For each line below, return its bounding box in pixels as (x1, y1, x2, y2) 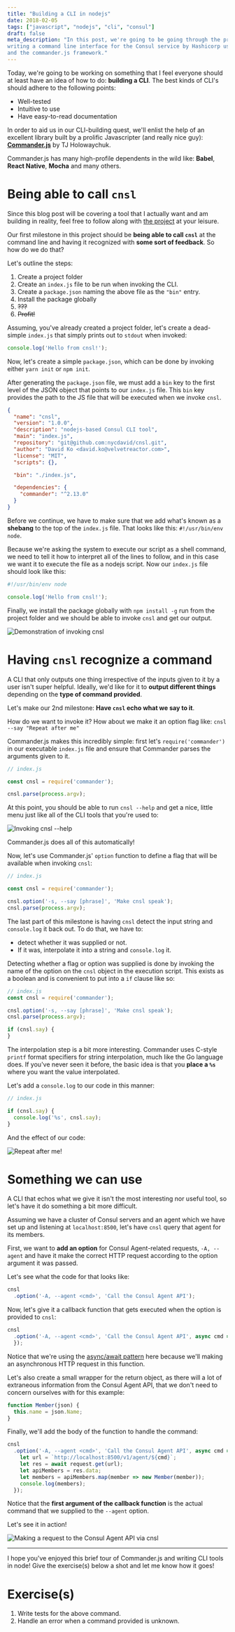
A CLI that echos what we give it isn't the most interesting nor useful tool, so (7, 1194, 227, 1203)
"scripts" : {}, (13, 459, 58, 466)
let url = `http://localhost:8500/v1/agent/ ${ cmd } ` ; (20, 1454, 177, 1462)
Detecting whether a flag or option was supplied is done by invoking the (7, 959, 215, 968)
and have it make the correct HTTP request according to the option (24, 1252, 218, 1260)
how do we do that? (7, 245, 64, 253)
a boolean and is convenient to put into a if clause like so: (7, 974, 175, 982)
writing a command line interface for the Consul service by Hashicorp (7, 43, 220, 50)
